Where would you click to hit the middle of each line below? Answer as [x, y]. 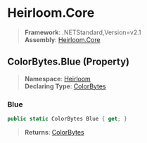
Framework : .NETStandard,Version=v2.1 [83, 32]
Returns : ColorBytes [54, 132]
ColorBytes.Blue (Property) [69, 62]
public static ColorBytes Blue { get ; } [68, 119]
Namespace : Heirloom [58, 79]
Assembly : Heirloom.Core [62, 39]
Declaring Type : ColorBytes [65, 86]
